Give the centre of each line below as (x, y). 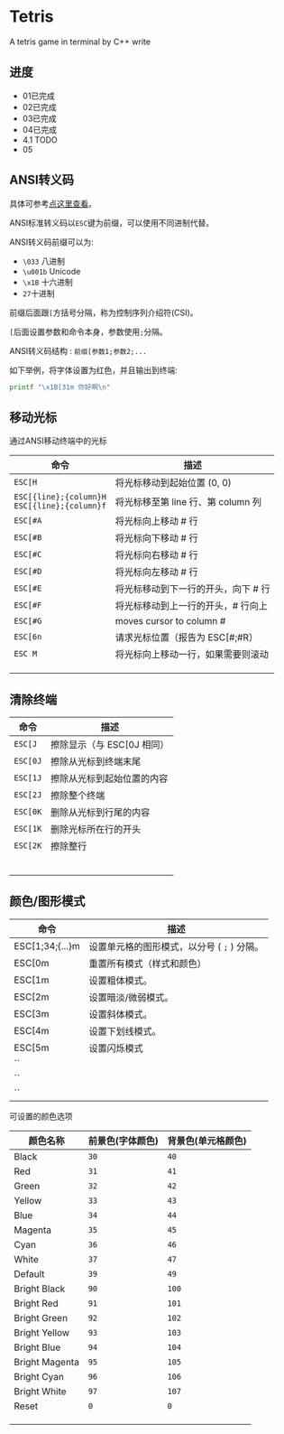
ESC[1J (28, 778)
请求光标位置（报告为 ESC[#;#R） (187, 638)
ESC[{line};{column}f (60, 506)
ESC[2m (32, 997)
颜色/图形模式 (47, 902)
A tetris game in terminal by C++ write (80, 42)
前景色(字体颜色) (124, 1141)
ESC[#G (28, 621)
